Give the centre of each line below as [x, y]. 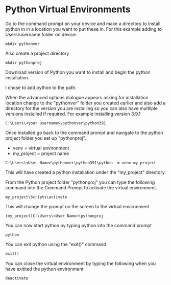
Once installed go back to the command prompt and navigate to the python [84, 133]
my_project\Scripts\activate [36, 197]
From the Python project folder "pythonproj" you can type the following [80, 182]
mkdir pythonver [22, 44]
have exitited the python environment [44, 269]
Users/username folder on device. [41, 34]
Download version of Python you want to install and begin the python [78, 72]
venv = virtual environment [41, 148]
